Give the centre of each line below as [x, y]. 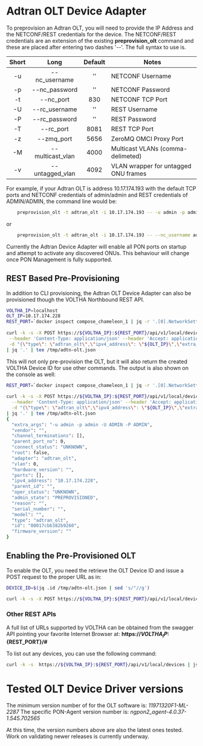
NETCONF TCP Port [139, 99]
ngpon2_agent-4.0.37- [159, 712]
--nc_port [54, 99]
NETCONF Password [140, 89]
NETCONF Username [141, 76]
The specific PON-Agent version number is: [75, 712]
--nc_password [55, 89]
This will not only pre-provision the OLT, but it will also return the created [97, 362]
